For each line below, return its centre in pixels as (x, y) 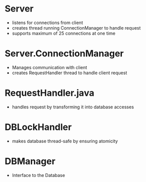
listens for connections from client (48, 23)
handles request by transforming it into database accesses (73, 107)
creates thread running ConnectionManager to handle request (76, 28)
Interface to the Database (39, 175)
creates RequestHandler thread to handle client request (69, 73)
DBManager (30, 161)
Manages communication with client (50, 67)
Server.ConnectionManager (64, 54)
